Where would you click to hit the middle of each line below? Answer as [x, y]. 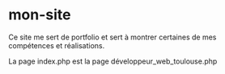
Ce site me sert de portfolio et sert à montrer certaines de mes [112, 37]
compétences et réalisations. [57, 45]
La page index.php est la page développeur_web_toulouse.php [113, 61]
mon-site [40, 15]
